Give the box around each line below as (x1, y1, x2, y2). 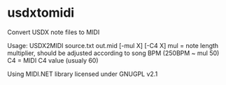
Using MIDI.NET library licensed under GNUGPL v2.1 (7, 70, 158, 78)
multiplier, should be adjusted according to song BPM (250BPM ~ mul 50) (7, 49, 220, 57)
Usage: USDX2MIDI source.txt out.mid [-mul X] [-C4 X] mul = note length (7, 41, 219, 49)
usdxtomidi (7, 5, 75, 21)
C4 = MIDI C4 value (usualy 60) (7, 56, 99, 64)
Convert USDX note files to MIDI (7, 28, 100, 36)
